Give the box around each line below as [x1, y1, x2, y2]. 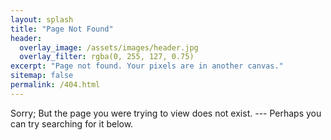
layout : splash [10, 14, 74, 25]
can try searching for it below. [10, 117, 134, 130]
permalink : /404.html [10, 80, 101, 90]
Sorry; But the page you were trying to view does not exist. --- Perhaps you [10, 107, 322, 119]
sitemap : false [10, 71, 74, 81]
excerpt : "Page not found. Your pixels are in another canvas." [10, 61, 284, 71]
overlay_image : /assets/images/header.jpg [19, 42, 199, 53]
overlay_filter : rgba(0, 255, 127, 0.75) [19, 52, 195, 62]
